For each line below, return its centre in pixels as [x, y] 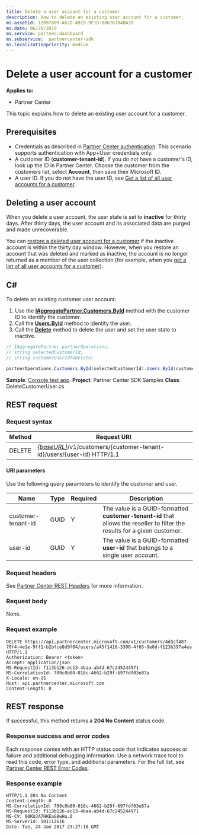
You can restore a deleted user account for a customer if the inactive [90, 241]
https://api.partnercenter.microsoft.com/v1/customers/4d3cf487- [107, 642]
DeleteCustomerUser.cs [35, 386]
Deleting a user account [51, 203]
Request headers [31, 573]
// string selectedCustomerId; [45, 353]
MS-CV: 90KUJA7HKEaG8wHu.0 [39, 816]
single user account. [131, 555]
